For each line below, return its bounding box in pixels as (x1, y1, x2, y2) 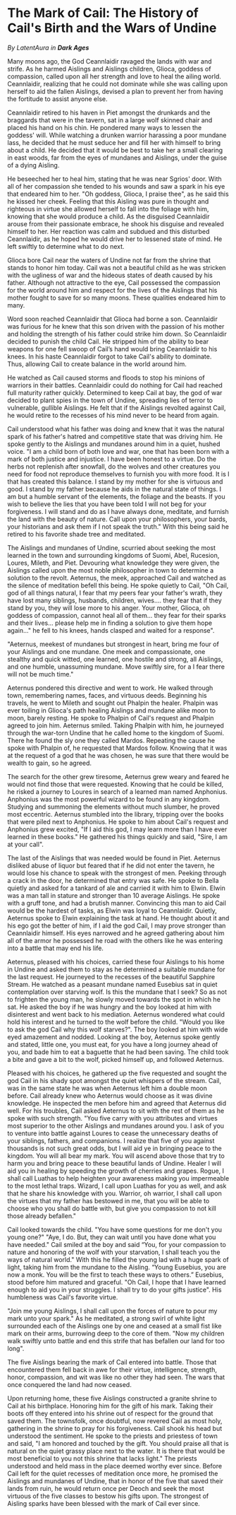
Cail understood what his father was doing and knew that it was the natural (7, 424, 225, 433)
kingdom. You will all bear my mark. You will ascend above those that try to (7, 1151, 225, 1160)
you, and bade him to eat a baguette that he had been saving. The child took (7, 1048, 229, 1056)
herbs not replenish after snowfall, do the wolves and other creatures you (7, 462, 221, 471)
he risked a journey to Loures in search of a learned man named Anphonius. (7, 787, 228, 796)
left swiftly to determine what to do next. (7, 242, 125, 250)
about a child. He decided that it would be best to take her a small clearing (7, 146, 223, 154)
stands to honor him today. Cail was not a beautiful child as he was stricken (7, 263, 227, 271)
